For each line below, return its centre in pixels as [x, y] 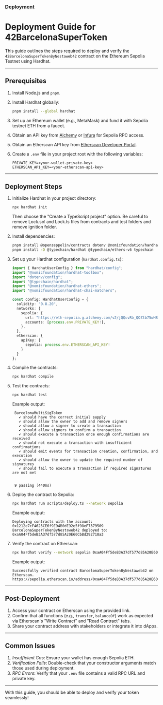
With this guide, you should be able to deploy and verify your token [72, 692]
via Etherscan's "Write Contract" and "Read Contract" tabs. [71, 621]
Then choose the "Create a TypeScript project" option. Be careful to [80, 217]
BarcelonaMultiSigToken [38, 413]
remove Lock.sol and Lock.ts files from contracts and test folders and [81, 222]
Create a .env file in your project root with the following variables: [77, 154]
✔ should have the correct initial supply [62, 418]
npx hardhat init [30, 207]
